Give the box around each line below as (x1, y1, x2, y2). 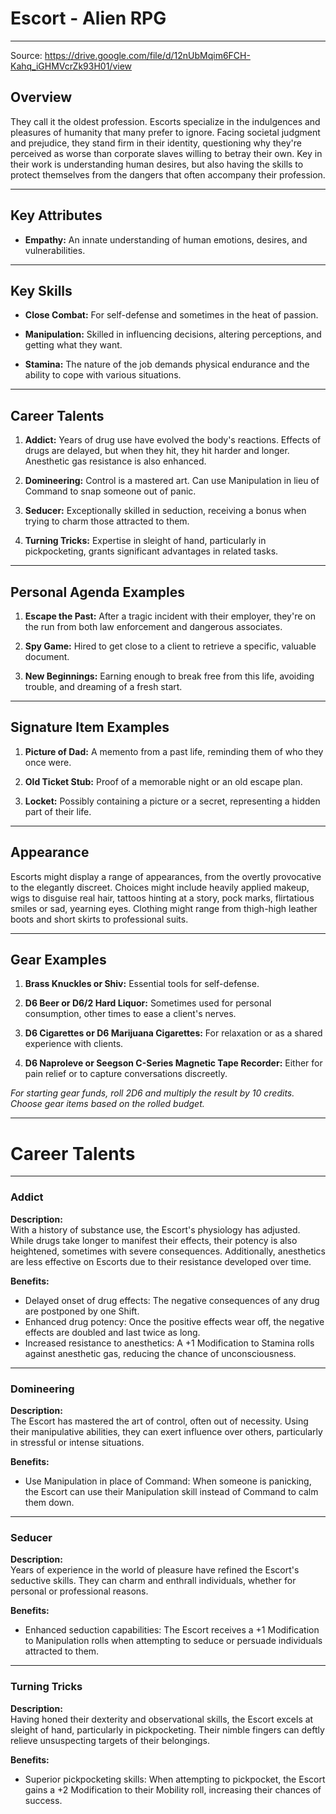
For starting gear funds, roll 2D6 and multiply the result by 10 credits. (10, 1087, 295, 1099)
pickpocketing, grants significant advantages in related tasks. (24, 545, 279, 557)
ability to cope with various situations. (24, 369, 182, 381)
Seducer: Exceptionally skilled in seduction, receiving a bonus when (24, 505, 307, 517)
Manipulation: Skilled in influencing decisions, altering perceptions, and (24, 328, 322, 341)
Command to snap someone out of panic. (24, 485, 197, 497)
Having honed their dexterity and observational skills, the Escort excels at (10, 1713, 314, 1725)
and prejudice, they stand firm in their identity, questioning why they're (10, 137, 302, 149)
